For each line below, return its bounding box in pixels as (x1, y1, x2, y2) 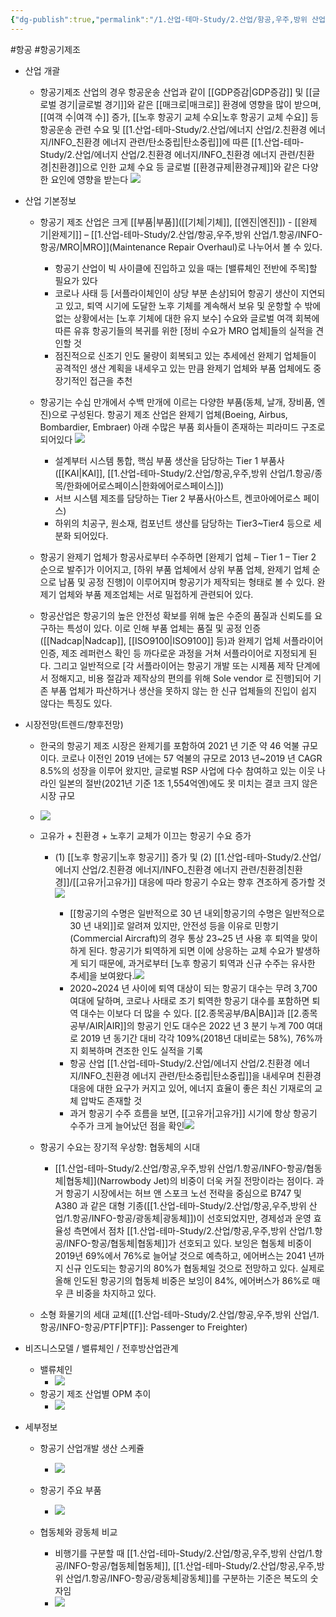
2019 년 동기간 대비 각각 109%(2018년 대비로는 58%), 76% (80, 1032, 315, 1044)
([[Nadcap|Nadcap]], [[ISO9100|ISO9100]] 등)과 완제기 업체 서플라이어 (39, 634, 324, 646)
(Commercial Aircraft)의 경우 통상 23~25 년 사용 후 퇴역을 (69, 932, 300, 944)
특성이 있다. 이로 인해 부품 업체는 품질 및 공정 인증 (66, 622, 262, 634)
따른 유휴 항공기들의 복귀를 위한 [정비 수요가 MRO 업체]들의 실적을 (54, 324, 314, 336)
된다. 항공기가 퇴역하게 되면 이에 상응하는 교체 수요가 (88, 944, 294, 956)
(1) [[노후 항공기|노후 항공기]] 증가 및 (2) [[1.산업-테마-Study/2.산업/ (54, 851, 322, 863)
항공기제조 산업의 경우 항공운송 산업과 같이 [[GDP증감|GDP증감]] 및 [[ (39, 86, 313, 98)
